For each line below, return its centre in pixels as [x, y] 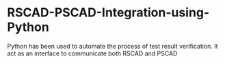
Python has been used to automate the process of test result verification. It [112, 46]
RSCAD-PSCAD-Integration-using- [108, 13]
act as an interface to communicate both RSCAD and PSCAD [92, 53]
